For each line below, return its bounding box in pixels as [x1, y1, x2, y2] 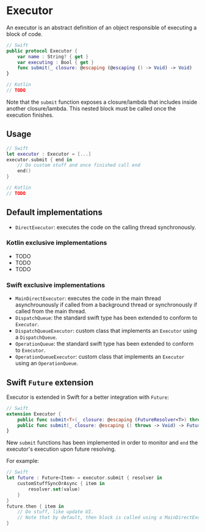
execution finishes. [6, 111, 54, 118]
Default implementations [6, 207, 103, 217]
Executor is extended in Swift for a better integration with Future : [6, 393, 169, 401]
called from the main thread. [15, 308, 87, 315]
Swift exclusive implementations [6, 280, 106, 289]
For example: [6, 457, 40, 465]
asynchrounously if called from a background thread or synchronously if [15, 301, 197, 308]
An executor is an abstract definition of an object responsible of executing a [6, 24, 197, 31]
